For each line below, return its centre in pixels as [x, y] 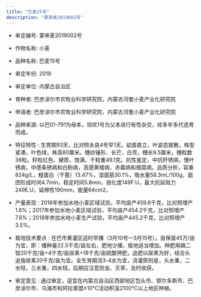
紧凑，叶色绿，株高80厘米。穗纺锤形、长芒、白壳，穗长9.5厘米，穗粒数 [103, 152]
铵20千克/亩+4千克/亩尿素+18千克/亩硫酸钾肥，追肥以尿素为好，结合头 [103, 253]
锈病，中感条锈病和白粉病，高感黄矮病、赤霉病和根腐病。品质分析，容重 [104, 167]
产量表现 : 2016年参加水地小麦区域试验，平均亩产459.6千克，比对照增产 [104, 202]
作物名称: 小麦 [32, 48]
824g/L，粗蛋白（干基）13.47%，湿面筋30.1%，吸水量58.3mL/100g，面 [104, 175]
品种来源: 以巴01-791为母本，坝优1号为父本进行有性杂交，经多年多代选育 [104, 124]
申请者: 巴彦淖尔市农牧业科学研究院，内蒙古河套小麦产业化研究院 [95, 112]
